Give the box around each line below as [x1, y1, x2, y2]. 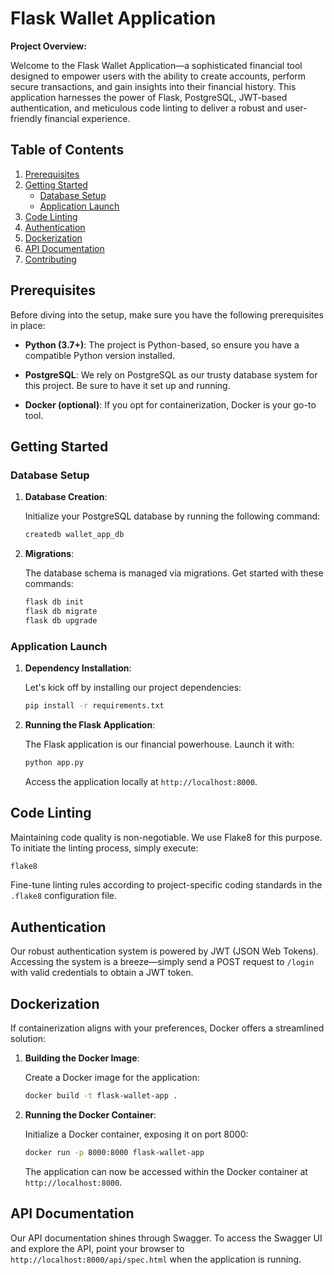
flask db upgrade [24, 615, 98, 626]
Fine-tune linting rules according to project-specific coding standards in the [10, 879, 323, 891]
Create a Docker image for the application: [24, 1072, 200, 1084]
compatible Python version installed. [24, 349, 176, 361]
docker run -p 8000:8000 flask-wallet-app [24, 1147, 205, 1157]
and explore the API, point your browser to [10, 1242, 185, 1254]
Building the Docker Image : [24, 1052, 140, 1064]
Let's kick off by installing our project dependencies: [24, 682, 242, 694]
